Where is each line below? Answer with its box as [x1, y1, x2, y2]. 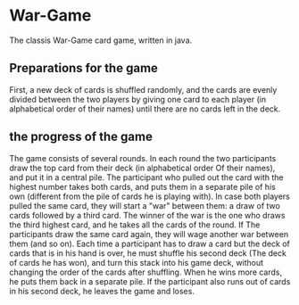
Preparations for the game [9, 61, 159, 76]
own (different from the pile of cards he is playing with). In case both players [9, 191, 290, 202]
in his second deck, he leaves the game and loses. [9, 285, 195, 296]
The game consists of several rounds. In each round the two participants [9, 152, 277, 163]
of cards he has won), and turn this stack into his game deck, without [9, 257, 264, 268]
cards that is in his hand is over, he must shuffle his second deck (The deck [9, 247, 287, 259]
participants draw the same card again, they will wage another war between [9, 228, 288, 239]
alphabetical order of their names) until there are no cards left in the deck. [9, 103, 281, 114]
